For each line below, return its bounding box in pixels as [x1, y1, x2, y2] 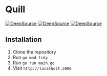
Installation [5, 35, 42, 44]
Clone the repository [12, 48, 56, 55]
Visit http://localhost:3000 [12, 65, 72, 71]
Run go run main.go [12, 60, 55, 66]
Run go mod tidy [12, 54, 48, 60]
